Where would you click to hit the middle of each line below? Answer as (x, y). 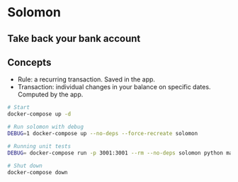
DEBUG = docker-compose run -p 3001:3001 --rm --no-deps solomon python (115, 153)
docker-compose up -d (39, 114)
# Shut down (25, 166)
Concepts (29, 62)
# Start (19, 108)
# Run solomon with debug (45, 127)
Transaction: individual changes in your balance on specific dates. (114, 87)
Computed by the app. (50, 95)
